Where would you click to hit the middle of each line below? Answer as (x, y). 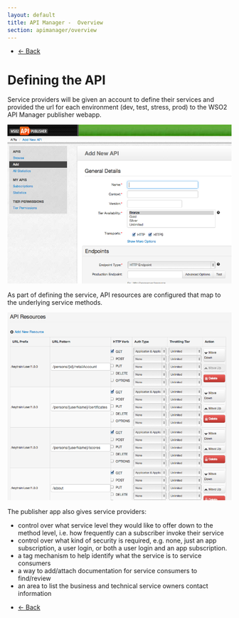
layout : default (31, 15)
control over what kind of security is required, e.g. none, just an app (117, 540)
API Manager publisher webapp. (54, 115)
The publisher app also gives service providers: (77, 511)
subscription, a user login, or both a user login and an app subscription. (122, 548)
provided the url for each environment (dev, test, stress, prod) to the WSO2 (117, 108)
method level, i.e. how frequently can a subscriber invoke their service (121, 533)
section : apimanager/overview (52, 30)
